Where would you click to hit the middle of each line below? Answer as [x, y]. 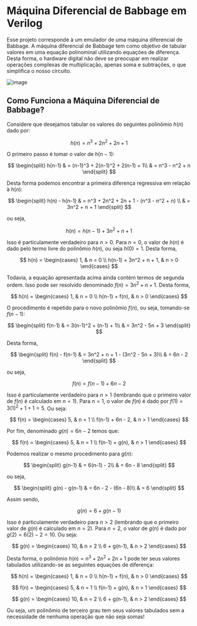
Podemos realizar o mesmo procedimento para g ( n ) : [70, 454]
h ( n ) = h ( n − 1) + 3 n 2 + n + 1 [99, 231]
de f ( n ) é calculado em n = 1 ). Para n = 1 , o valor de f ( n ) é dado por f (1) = [95, 401]
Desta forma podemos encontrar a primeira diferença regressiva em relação [98, 183]
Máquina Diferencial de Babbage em [97, 11]
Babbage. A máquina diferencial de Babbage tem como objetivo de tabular [97, 46]
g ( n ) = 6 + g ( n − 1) [99, 511]
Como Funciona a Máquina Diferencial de [83, 101]
